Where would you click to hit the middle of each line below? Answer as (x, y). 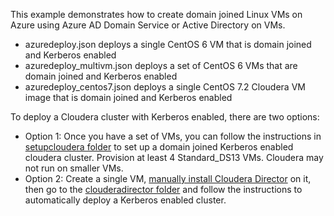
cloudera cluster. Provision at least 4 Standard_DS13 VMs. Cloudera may (174, 157)
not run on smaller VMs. (74, 168)
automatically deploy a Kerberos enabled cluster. (125, 200)
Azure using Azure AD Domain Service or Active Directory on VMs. (148, 25)
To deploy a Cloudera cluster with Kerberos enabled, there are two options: (165, 117)
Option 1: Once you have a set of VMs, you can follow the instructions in (173, 136)
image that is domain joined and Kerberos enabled (128, 97)
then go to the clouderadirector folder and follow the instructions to (163, 189)
